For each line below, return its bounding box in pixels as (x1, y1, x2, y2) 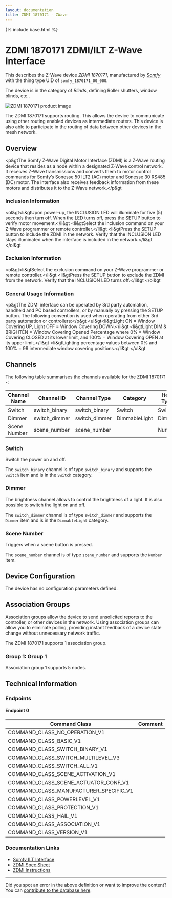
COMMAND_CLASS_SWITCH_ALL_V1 (8, 762, 98, 769)
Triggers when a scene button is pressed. (5, 541, 93, 547)
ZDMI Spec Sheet (12, 862, 50, 868)
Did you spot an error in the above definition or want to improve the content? (5, 882, 167, 888)
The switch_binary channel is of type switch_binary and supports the (5, 466, 152, 473)
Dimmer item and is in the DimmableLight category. (5, 517, 109, 523)
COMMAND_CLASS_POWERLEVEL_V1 (8, 795, 100, 803)
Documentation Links (5, 844, 60, 851)
